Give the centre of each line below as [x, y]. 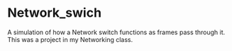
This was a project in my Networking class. [70, 39]
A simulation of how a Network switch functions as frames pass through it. [116, 32]
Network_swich [54, 13]
